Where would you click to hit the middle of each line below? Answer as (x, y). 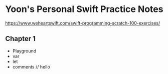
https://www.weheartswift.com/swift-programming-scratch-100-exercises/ (83, 23)
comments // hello (31, 66)
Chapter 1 (21, 39)
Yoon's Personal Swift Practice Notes (84, 9)
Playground (24, 50)
